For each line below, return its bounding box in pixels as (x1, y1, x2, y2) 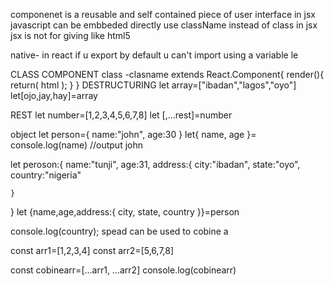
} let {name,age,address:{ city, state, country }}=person (10, 206, 240, 218)
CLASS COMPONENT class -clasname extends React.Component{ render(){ (10, 69, 325, 80)
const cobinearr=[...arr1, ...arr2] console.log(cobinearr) (10, 264, 237, 276)
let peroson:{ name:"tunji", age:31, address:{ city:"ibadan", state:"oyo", (10, 159, 301, 170)
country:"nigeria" (10, 169, 82, 181)
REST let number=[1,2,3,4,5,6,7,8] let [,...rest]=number (10, 109, 233, 121)
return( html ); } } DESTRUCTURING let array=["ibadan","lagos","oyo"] (10, 79, 297, 91)
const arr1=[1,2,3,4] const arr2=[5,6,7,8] (10, 245, 175, 256)
